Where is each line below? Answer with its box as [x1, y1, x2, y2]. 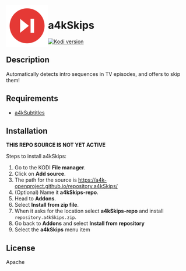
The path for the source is [14, 176, 77, 183]
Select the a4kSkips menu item [14, 226, 90, 233]
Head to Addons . [14, 195, 57, 202]
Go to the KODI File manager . [14, 164, 86, 171]
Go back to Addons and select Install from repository [14, 220, 145, 227]
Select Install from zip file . [14, 201, 79, 209]
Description [6, 55, 50, 65]
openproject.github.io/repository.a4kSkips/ [14, 183, 118, 190]
